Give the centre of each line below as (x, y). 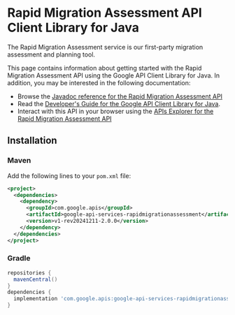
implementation (36, 299)
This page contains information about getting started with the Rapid (105, 68)
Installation (32, 141)
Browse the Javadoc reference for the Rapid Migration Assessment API (120, 96)
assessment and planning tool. (51, 54)
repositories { (29, 273)
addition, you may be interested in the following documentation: (99, 82)
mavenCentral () (36, 279)
